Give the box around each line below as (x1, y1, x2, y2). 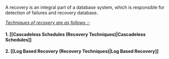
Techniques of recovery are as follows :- (5, 20, 90, 25)
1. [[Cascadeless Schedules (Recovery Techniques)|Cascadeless (5, 31, 146, 37)
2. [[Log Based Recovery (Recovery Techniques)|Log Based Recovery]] (5, 48, 159, 54)
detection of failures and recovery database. (5, 10, 98, 16)
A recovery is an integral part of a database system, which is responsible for (5, 5, 165, 10)
